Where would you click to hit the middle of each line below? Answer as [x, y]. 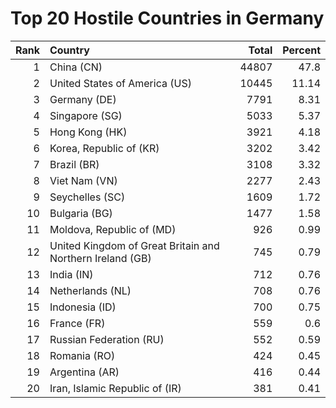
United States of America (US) [120, 83]
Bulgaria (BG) [81, 213]
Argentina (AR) [84, 372]
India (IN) [71, 274]
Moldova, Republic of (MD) [113, 229]
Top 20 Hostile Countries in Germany [167, 18]
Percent [301, 50]
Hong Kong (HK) [88, 132]
